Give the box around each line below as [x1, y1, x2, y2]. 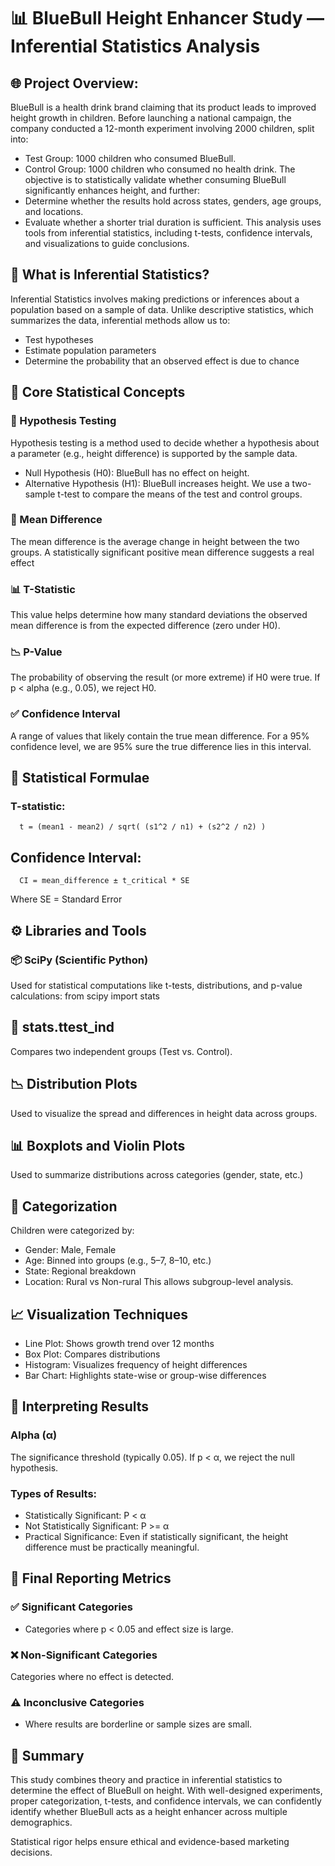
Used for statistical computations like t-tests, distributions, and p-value [10, 979, 303, 991]
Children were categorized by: [10, 1225, 135, 1237]
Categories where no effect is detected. [10, 1670, 175, 1682]
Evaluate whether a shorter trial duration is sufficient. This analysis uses [24, 216, 322, 228]
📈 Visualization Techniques [10, 1306, 189, 1323]
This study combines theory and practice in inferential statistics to [10, 1774, 283, 1786]
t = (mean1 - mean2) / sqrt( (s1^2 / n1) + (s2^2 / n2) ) [19, 822, 267, 832]
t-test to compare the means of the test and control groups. [57, 488, 303, 500]
